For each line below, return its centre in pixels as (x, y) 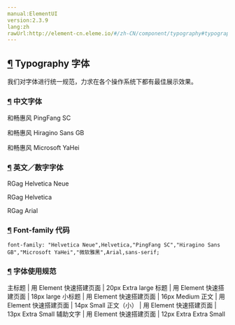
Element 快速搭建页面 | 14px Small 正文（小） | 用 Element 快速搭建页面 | (112, 305)
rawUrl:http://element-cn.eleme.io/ (60, 33)
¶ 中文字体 (25, 101)
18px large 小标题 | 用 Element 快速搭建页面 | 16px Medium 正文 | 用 (128, 297)
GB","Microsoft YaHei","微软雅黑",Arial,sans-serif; (84, 252)
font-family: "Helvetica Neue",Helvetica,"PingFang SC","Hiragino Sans (114, 245)
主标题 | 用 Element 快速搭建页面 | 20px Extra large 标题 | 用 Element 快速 (113, 288)
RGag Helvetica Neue (38, 184)
